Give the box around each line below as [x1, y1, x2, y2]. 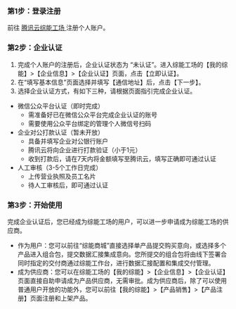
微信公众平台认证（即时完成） [17, 101, 104, 110]
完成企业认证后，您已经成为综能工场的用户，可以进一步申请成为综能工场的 [7, 217, 223, 226]
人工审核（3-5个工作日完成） [17, 163, 103, 172]
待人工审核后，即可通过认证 [27, 181, 109, 189]
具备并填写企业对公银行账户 [27, 137, 109, 145]
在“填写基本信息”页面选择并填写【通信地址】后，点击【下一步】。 [17, 77, 205, 86]
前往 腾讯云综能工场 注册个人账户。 [7, 23, 110, 32]
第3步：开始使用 [7, 200, 63, 210]
